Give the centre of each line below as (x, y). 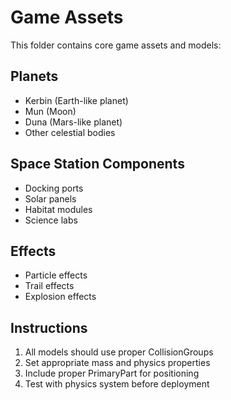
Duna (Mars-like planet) (73, 122)
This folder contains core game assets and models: (116, 45)
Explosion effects (60, 297)
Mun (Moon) (50, 111)
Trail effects (49, 286)
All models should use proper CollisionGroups (119, 352)
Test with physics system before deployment (117, 384)
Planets (34, 76)
